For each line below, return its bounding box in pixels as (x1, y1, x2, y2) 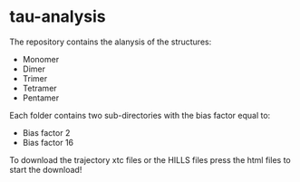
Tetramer (22, 82, 57, 93)
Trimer (22, 72, 48, 83)
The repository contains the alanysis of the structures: (9, 36, 212, 47)
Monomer (22, 53, 60, 64)
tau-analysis (9, 6, 106, 27)
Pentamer (22, 92, 60, 103)
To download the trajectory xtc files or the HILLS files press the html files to (9, 154, 292, 165)
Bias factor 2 (22, 127, 71, 138)
